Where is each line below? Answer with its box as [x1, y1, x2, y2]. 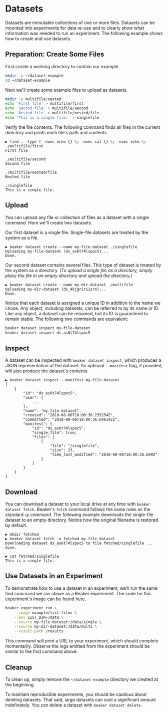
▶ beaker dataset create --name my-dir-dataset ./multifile [5, 282, 133, 287]
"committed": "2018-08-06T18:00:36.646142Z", [23, 417, 120, 422]
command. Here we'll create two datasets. [5, 219, 92, 225]
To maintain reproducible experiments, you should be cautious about [5, 691, 147, 697]
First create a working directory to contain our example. [5, 63, 120, 69]
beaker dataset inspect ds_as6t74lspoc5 [5, 330, 91, 335]
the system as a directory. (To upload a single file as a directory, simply [5, 267, 152, 273]
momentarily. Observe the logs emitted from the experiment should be [5, 643, 150, 649]
